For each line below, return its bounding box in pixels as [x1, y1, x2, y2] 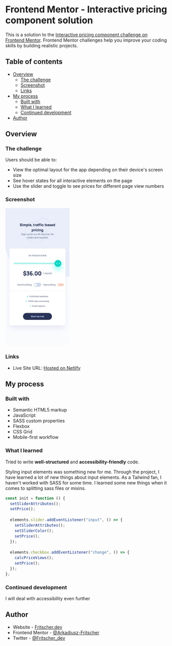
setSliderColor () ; [14, 528, 54, 533]
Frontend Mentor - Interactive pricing [5, 4, 167, 15]
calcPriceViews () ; [14, 555, 54, 561]
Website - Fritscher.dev [12, 624, 63, 630]
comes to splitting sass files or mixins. [5, 485, 86, 491]
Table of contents [5, 58, 63, 66]
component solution [5, 14, 93, 26]
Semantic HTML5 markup [12, 407, 67, 413]
